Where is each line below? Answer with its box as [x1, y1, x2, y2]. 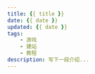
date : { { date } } [7, 17, 58, 24]
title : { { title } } [7, 10, 65, 18]
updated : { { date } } [7, 23, 68, 30]
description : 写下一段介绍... [7, 56, 89, 63]
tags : [7, 30, 23, 37]
